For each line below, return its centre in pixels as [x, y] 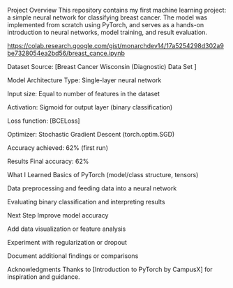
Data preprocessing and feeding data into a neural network [92, 188]
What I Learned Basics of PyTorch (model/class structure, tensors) [103, 175]
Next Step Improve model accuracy [58, 215]
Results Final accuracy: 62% [48, 161]
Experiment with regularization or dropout [67, 242]
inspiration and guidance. [44, 277]
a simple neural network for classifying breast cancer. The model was [107, 17]
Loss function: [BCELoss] [44, 121]
